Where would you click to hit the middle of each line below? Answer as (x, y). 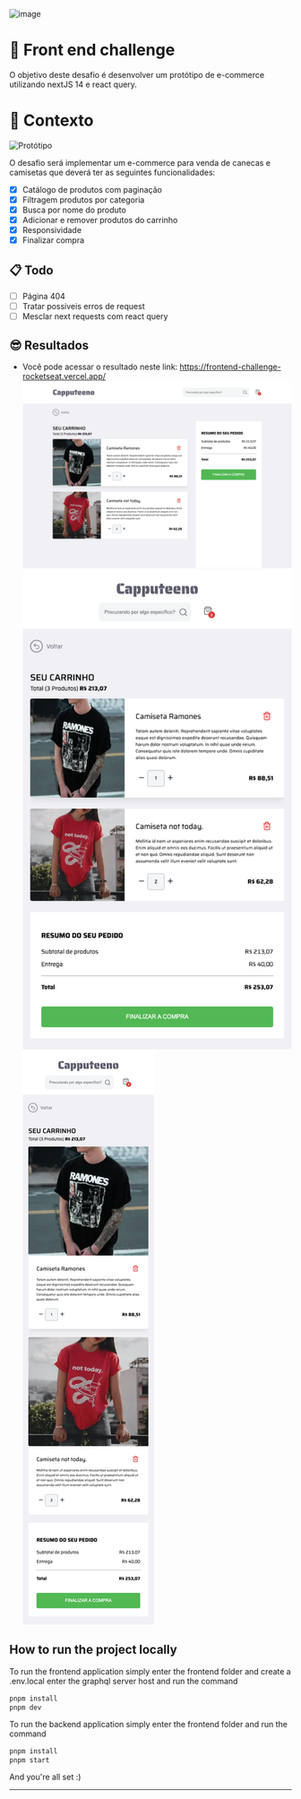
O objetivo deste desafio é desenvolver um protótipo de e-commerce (137, 74)
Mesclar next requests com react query (95, 316)
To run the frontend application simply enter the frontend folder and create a (150, 1671)
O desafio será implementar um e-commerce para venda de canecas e (140, 162)
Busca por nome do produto (74, 210)
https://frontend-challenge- (230, 367)
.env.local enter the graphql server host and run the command (124, 1681)
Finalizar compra (53, 240)
